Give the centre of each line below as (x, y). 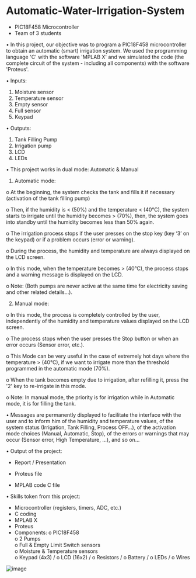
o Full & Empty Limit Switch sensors (57, 545)
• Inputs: (17, 81)
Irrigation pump (33, 146)
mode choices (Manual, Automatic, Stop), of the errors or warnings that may (98, 433)
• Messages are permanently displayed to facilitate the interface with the (94, 415)
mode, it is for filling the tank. (41, 403)
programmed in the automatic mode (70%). (58, 368)
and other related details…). (39, 292)
